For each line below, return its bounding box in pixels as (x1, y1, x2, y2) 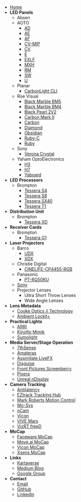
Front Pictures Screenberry (17, 366, 72, 371)
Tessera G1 (24, 235, 47, 241)
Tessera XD (24, 219, 48, 225)
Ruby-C (24, 135, 40, 141)
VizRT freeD (17, 424, 42, 429)
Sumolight (17, 334, 38, 340)
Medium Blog (17, 466, 44, 471)
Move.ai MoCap (17, 439, 49, 445)
